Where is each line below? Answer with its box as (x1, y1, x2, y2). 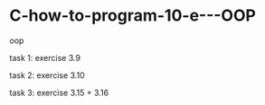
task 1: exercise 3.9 (9, 52, 81, 63)
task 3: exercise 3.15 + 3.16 (9, 87, 109, 98)
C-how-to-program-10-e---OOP (9, 5, 256, 26)
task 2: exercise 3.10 (9, 69, 85, 81)
